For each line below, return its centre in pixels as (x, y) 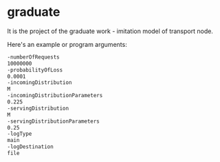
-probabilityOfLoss (35, 70)
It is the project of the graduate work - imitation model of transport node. (110, 31)
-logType (20, 134)
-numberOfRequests (33, 57)
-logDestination (30, 147)
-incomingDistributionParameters (55, 96)
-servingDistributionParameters (53, 121)
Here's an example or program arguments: (67, 44)
